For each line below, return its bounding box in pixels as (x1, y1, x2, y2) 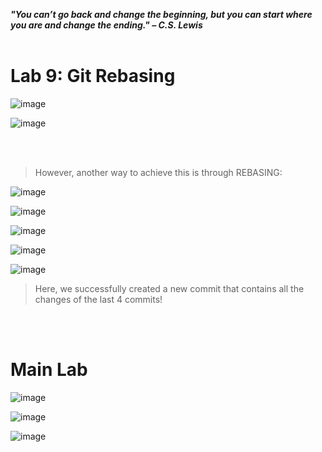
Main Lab (10, 359, 88, 381)
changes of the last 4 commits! (34, 293, 163, 305)
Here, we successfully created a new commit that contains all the (34, 282, 305, 294)
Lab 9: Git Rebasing (10, 65, 176, 88)
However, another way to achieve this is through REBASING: (34, 166, 283, 178)
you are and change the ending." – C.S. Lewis (10, 19, 203, 31)
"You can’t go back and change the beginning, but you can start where (10, 9, 313, 20)
